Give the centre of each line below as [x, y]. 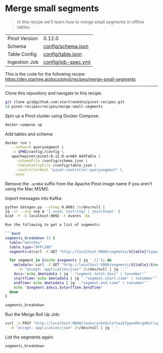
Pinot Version [23, 38]
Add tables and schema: [29, 134]
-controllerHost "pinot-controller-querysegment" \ [69, 170]
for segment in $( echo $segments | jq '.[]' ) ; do [60, 260]
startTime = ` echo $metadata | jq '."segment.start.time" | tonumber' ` [86, 278]
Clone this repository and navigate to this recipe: [54, 93]
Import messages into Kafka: [34, 198]
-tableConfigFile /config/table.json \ [56, 165]
